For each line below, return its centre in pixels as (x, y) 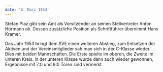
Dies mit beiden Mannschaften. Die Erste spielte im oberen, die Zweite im (79, 54)
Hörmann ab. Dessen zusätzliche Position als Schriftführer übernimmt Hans (82, 29)
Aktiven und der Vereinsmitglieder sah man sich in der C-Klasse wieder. (78, 48)
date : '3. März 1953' (27, 10)
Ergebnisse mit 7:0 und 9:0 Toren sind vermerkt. (54, 64)
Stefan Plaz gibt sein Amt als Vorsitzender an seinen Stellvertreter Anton (78, 24)
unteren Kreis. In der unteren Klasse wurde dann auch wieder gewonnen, (79, 59)
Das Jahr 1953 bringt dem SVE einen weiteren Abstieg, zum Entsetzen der (80, 43)
